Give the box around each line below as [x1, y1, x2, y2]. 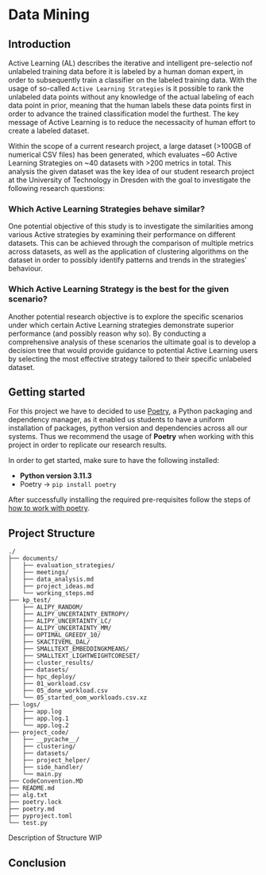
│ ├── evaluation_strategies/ [8, 562, 115, 570]
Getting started [8, 385, 86, 399]
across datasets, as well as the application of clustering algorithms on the [8, 247, 249, 256]
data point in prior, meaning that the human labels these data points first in [8, 101, 252, 110]
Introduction [8, 37, 71, 51]
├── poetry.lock [8, 798, 62, 807]
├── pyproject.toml [8, 812, 73, 820]
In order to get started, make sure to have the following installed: [8, 456, 220, 465]
